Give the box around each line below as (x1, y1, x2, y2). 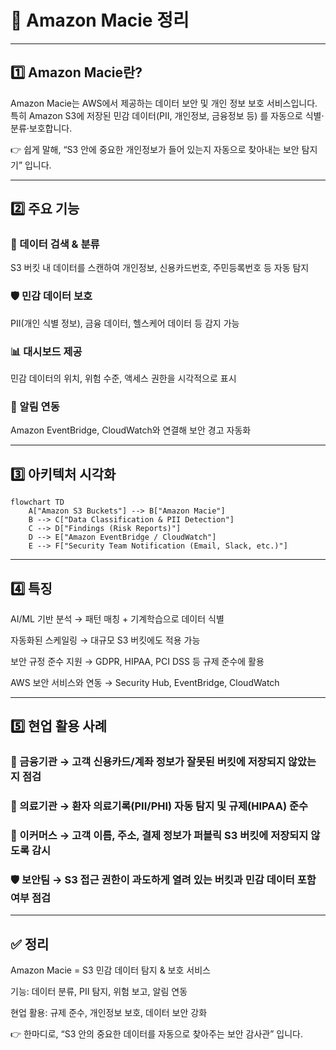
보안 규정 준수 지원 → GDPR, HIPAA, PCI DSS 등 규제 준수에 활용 (10, 655, 265, 667)
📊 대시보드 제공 (10, 344, 83, 358)
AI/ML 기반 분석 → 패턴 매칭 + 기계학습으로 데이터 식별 (10, 612, 225, 625)
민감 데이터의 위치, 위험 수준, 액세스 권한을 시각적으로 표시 (10, 372, 237, 385)
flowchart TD (10, 497, 65, 508)
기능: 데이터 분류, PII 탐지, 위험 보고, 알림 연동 (10, 986, 188, 998)
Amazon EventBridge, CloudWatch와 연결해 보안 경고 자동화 (10, 424, 252, 436)
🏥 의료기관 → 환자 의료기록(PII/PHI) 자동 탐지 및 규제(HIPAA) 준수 (10, 799, 309, 813)
